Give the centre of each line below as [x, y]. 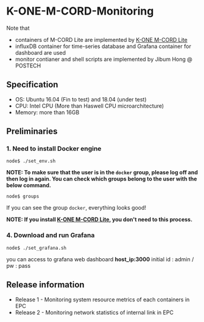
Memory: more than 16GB [47, 112]
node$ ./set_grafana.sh [37, 248]
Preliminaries [32, 132]
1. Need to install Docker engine [54, 149]
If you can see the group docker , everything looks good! [76, 208]
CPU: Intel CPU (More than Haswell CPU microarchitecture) [90, 106]
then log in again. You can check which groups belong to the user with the [102, 179]
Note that [18, 28]
